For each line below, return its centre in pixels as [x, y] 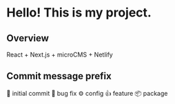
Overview [28, 38]
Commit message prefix [59, 76]
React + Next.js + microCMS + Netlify [60, 54]
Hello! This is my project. [79, 13]
